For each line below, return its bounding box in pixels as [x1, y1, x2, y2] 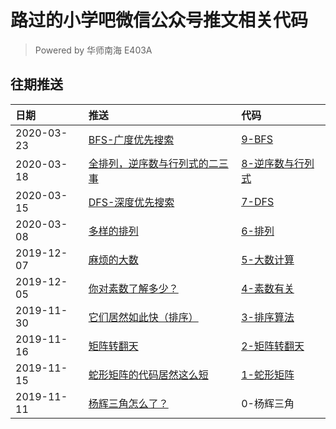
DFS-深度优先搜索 [88, 195, 175, 209]
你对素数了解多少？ [88, 281, 179, 295]
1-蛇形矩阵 [241, 367, 295, 381]
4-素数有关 [241, 281, 295, 295]
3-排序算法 [241, 310, 295, 324]
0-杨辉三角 [241, 396, 295, 410]
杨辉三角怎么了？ [88, 396, 169, 410]
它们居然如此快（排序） [88, 310, 199, 324]
